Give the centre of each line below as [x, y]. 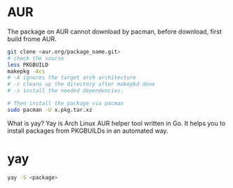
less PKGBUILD [28, 65]
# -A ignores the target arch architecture [72, 78]
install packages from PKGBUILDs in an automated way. [88, 131]
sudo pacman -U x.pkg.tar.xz [50, 110]
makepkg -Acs [26, 71]
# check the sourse [36, 58]
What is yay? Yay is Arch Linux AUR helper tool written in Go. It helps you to [116, 123]
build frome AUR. [32, 38]
